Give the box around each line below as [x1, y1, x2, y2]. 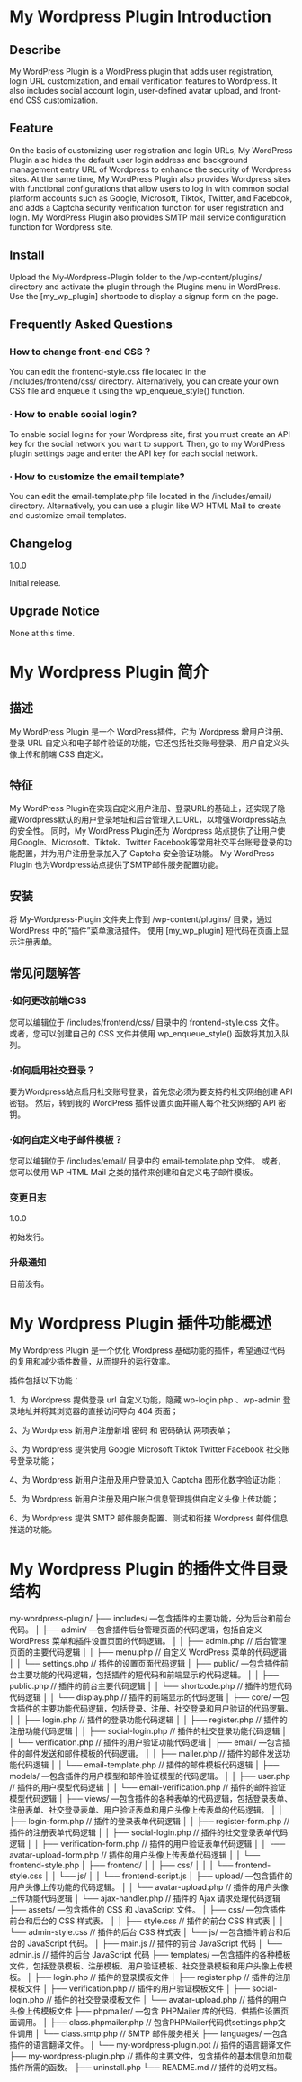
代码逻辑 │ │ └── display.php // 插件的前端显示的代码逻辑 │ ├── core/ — [9, 1692, 281, 1703]
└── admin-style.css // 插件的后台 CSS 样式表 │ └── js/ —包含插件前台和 [9, 1926, 284, 1937]
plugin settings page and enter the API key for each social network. [9, 448, 259, 459]
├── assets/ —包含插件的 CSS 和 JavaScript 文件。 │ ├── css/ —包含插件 [9, 1904, 286, 1914]
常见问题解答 [9, 965, 81, 981]
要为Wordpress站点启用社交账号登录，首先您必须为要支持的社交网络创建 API [9, 1086, 293, 1097]
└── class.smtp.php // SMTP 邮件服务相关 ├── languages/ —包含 [41, 2028, 289, 2039]
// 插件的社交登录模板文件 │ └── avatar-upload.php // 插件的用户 [46, 1994, 288, 2004]
